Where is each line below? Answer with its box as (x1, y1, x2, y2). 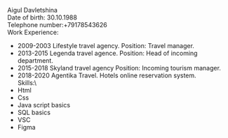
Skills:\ (17, 79, 37, 86)
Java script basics (17, 101, 71, 109)
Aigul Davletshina (7, 6, 58, 14)
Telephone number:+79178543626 (7, 21, 107, 29)
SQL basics (17, 108, 51, 116)
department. (17, 56, 54, 65)
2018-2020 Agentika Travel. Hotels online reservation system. (17, 71, 196, 79)
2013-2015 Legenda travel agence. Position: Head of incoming (17, 49, 198, 57)
